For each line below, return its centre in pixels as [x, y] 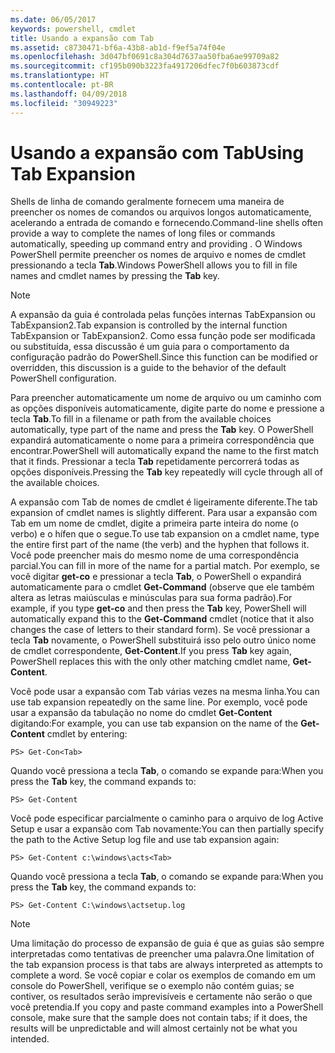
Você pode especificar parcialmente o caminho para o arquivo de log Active [167, 818]
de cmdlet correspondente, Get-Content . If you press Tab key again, [151, 651]
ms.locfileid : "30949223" [64, 103]
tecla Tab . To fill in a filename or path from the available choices [141, 419]
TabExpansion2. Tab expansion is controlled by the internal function [149, 325]
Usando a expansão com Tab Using [157, 152]
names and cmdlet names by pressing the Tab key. [115, 276]
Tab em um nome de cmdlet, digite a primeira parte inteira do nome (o [155, 523]
